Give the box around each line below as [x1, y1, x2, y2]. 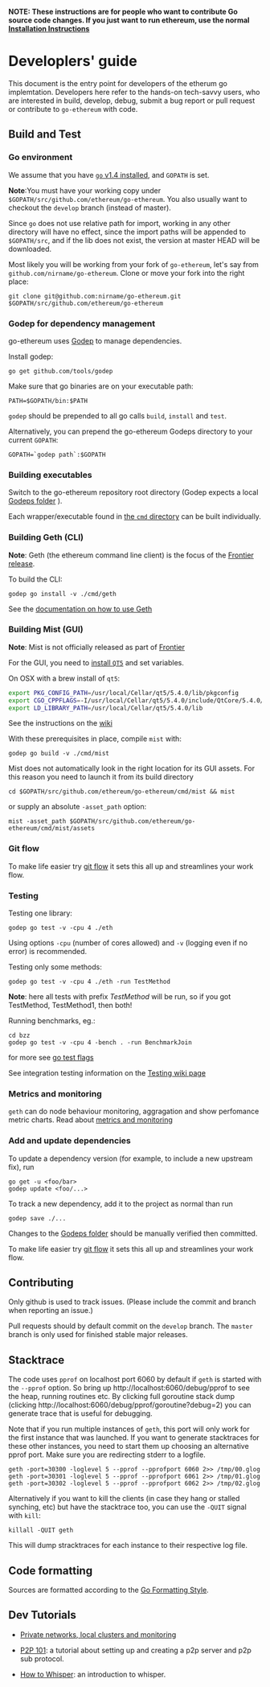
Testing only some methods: [8, 962, 103, 972]
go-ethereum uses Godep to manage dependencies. [8, 335, 182, 345]
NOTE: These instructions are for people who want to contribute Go [8, 7, 239, 16]
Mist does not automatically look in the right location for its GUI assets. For [8, 763, 256, 773]
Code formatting [8, 1564, 93, 1578]
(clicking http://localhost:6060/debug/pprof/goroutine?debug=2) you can [8, 1400, 252, 1410]
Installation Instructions [8, 24, 90, 33]
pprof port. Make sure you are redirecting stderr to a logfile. [8, 1450, 207, 1459]
